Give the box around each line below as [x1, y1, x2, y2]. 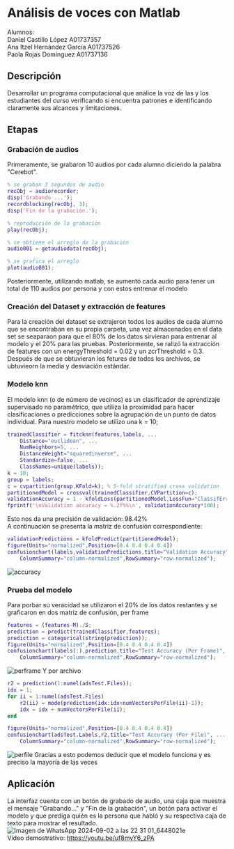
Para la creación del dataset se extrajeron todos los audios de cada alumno [7, 318, 224, 326]
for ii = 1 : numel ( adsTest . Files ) [7, 693, 104, 700]
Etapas [7, 124, 38, 136]
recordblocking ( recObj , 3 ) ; [7, 201, 89, 208]
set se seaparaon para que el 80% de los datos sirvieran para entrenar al [7, 332, 217, 341]
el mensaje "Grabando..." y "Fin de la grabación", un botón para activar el [7, 804, 218, 812]
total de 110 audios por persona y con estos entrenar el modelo [7, 284, 188, 293]
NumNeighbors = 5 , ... [19, 444, 79, 451]
